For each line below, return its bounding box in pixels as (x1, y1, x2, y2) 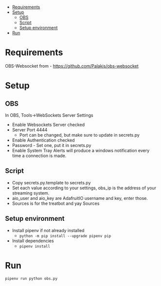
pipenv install (19, 244, 50, 249)
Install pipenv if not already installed (12, 227, 85, 233)
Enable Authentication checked (12, 137, 75, 143)
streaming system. (12, 190, 50, 196)
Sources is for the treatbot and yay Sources (12, 200, 100, 206)
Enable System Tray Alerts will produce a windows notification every (12, 147, 150, 153)
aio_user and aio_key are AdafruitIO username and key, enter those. (12, 195, 148, 201)
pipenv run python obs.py (5, 276, 57, 281)
